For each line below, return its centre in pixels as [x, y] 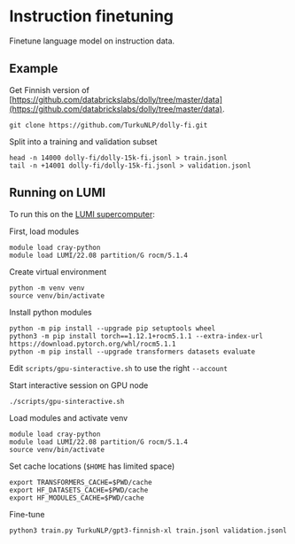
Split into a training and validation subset [83, 141]
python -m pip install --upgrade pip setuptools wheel [113, 328]
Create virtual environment [58, 271]
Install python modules [50, 312]
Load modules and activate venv [69, 417]
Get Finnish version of [50, 89]
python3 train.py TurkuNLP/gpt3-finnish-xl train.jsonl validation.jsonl [148, 530]
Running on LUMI [58, 193]
